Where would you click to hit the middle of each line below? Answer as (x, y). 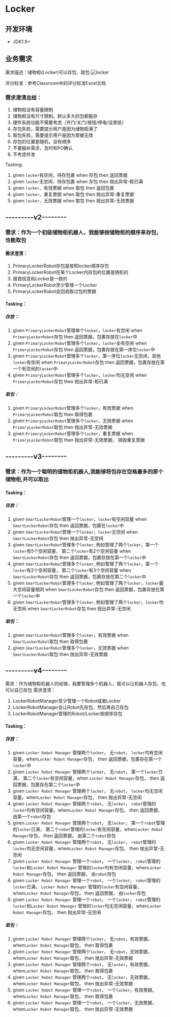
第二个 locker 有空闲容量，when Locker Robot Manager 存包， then (91, 778)
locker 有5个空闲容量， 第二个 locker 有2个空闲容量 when (72, 551)
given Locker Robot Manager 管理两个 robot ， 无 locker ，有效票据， (82, 964)
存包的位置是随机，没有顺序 (42, 142)
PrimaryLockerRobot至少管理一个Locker (55, 285)
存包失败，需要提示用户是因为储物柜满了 (55, 129)
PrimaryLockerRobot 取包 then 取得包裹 (52, 414)
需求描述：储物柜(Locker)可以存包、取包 (48, 72)
